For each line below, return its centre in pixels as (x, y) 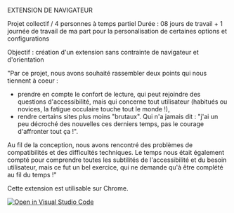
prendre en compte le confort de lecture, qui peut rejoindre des (109, 94)
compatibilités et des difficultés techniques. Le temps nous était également (116, 152)
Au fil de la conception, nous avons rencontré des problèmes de (100, 145)
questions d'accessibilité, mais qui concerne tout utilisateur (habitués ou (122, 102)
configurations (28, 39)
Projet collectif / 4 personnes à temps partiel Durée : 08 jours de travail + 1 (115, 23)
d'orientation (26, 60)
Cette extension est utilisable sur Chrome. (68, 188)
